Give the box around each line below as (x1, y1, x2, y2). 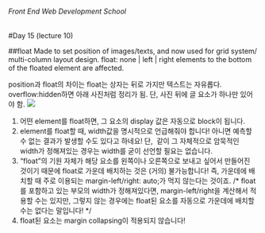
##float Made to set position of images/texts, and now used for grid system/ (8, 46, 258, 56)
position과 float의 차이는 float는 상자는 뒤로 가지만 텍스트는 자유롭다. (8, 80, 222, 89)
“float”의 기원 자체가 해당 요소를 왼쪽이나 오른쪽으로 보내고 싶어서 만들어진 (19, 156, 251, 166)
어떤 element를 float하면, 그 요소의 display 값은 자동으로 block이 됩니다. (19, 116, 246, 126)
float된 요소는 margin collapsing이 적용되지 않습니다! (19, 216, 186, 226)
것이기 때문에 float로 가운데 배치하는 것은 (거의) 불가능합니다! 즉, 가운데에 (19, 166, 248, 176)
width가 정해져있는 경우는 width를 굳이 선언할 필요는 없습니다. (19, 146, 213, 156)
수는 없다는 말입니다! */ (19, 206, 92, 216)
